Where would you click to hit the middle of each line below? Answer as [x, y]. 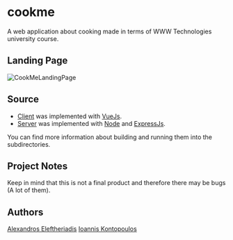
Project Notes [38, 166]
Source [23, 99]
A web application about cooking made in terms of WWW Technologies [110, 31]
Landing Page [38, 61]
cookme [31, 12]
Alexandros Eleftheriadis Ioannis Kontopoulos [72, 229]
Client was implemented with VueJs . [70, 116]
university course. [33, 38]
